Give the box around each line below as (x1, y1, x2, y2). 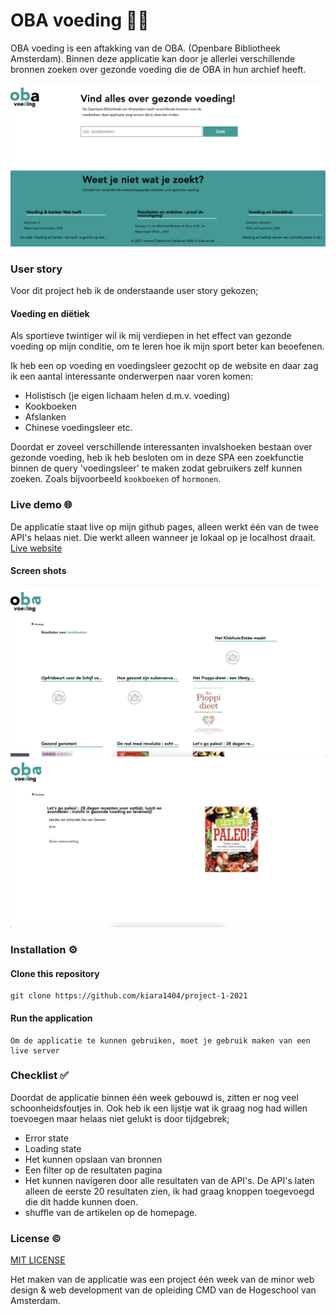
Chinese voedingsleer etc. (24, 422, 133, 434)
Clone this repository (10, 967, 100, 979)
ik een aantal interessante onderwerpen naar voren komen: (10, 370, 253, 383)
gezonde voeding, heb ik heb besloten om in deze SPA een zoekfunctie (10, 452, 304, 464)
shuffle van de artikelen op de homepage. (24, 1206, 198, 1218)
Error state (24, 1132, 69, 1144)
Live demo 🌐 (10, 498, 73, 512)
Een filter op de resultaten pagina (24, 1164, 163, 1176)
